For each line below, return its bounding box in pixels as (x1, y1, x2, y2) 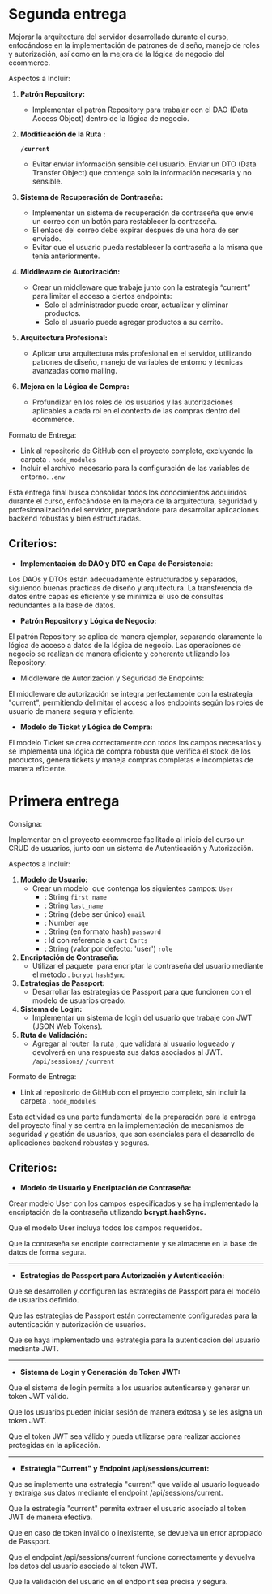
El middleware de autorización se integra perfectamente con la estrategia (8, 689, 253, 698)
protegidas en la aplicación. (8, 1440, 101, 1449)
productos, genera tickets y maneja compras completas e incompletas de (8, 754, 253, 764)
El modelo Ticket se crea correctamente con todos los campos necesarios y (8, 737, 262, 747)
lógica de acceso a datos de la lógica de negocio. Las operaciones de (8, 640, 241, 650)
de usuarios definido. (8, 1294, 79, 1304)
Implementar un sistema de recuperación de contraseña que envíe (32, 208, 254, 218)
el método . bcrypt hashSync (32, 970, 125, 979)
